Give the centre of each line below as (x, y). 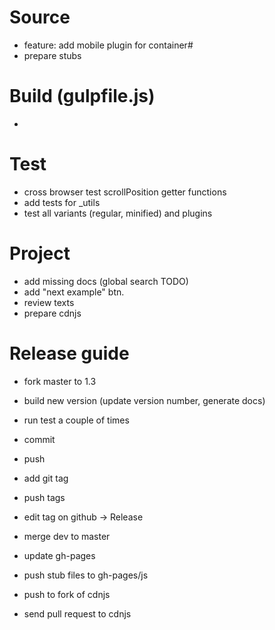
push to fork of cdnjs (67, 594)
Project (40, 253)
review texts (49, 302)
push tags (44, 497)
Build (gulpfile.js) (82, 96)
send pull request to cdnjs (77, 613)
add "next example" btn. (74, 292)
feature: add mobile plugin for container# (108, 45)
